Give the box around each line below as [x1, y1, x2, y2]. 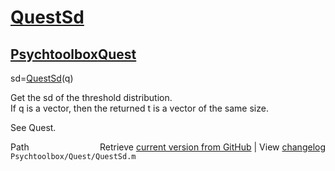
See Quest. [10, 122, 57, 133]
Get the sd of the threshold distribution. [10, 92, 173, 103]
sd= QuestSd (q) [10, 72, 74, 84]
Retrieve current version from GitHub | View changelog [99, 141, 326, 153]
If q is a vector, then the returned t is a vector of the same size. [10, 102, 269, 114]
